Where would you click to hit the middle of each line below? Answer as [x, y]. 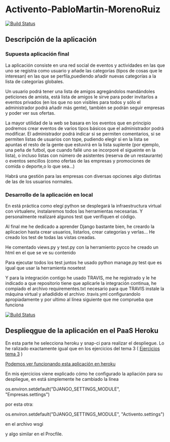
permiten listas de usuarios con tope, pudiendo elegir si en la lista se [77, 139]
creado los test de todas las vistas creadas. [51, 237]
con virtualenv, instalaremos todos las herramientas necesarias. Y [74, 211]
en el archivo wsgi [24, 424]
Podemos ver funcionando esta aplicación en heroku [60, 363]
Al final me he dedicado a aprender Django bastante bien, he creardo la [80, 226]
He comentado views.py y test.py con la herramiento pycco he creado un [82, 247]
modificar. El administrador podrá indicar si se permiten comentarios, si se [83, 134]
